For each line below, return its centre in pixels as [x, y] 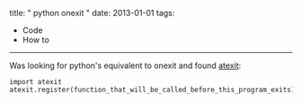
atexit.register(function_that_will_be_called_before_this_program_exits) [152, 90]
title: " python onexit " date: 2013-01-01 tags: [92, 13]
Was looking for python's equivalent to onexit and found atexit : [125, 65]
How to [36, 40]
